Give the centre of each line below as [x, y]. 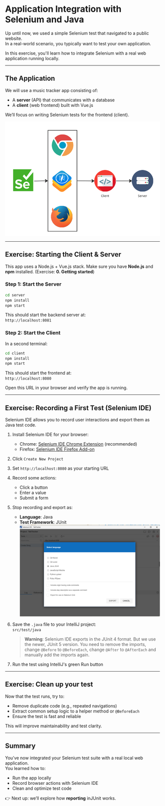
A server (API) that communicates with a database [63, 100]
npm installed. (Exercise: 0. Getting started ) [50, 271]
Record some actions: [34, 478]
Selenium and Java [45, 19]
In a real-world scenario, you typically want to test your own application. [78, 43]
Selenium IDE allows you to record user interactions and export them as [77, 420]
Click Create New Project [38, 459]
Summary [20, 746]
